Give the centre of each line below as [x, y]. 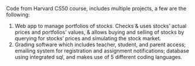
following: [18, 15]
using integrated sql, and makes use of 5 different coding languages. [98, 57]
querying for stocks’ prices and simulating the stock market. [88, 38]
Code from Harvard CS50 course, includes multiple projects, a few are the [96, 8]
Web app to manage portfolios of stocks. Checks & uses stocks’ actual [101, 26]
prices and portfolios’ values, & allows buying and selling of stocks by [99, 32]
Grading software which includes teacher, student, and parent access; [100, 44]
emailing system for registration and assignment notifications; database [102, 51]
